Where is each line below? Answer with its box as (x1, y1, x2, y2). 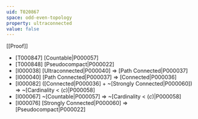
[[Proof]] (6, 42, 29, 50)
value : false (6, 25, 40, 32)
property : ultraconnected (6, 20, 72, 26)
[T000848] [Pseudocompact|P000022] (15, 61, 115, 68)
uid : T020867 (6, 8, 40, 15)
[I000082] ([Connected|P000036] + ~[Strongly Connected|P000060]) (15, 80, 193, 87)
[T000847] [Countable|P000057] (15, 54, 99, 61)
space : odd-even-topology (6, 15, 72, 21)
